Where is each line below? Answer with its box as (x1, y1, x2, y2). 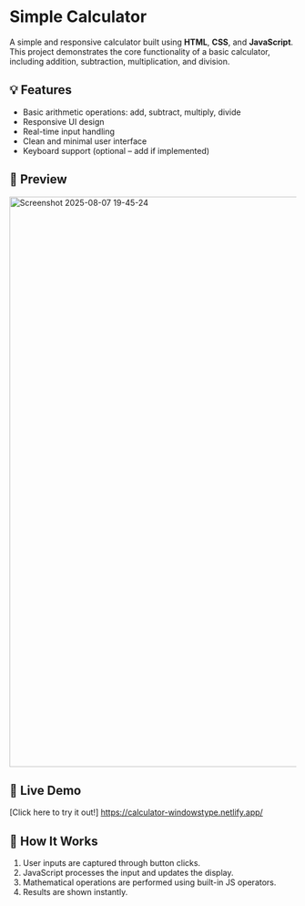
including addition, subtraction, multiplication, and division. (9, 56, 230, 67)
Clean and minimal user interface (22, 135, 147, 147)
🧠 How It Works (9, 833, 98, 849)
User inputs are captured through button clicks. (22, 858, 201, 869)
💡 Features (9, 82, 73, 98)
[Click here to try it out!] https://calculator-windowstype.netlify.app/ (9, 807, 264, 818)
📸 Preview (9, 171, 67, 188)
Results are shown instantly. (22, 887, 128, 898)
